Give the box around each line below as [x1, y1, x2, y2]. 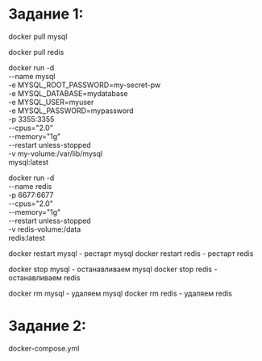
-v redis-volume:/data [8, 224, 81, 234]
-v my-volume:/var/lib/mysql [8, 149, 103, 158]
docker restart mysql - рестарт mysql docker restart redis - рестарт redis [8, 248, 254, 258]
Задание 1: [8, 5, 84, 23]
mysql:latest [8, 157, 49, 166]
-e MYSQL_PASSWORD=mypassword [8, 106, 135, 115]
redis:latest [8, 233, 46, 242]
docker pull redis [8, 47, 64, 57]
